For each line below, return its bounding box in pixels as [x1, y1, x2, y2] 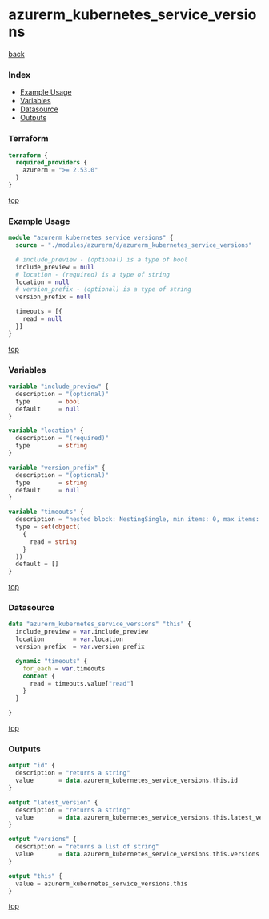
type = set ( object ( [15, 523, 81, 531]
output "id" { [8, 762, 56, 770]
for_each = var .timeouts [22, 664, 106, 673]
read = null [22, 315, 62, 323]
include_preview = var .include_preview [15, 628, 149, 636]
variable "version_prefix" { [8, 464, 106, 472]
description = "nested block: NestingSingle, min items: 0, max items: [15, 516, 260, 524]
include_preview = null [15, 263, 94, 271]
